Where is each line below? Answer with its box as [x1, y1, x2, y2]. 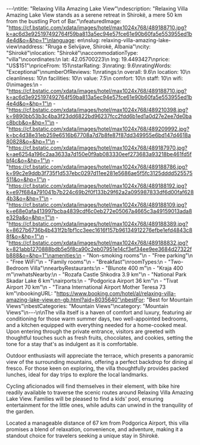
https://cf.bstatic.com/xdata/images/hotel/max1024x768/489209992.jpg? [8, 125, 189, 132]
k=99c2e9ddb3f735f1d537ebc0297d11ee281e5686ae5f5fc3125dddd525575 [6, 170, 193, 176]
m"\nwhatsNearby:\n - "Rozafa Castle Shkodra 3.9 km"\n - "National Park [6, 271, 187, 278]
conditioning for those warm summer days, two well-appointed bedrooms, [6, 315, 189, 322]
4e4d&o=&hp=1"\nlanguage [6, 37, 75, 43]
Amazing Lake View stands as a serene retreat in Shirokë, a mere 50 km [6, 11, 183, 18]
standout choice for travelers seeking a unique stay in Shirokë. [6, 432, 160, 439]
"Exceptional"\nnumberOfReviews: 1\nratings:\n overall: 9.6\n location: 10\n [6, 69, 190, 75]
